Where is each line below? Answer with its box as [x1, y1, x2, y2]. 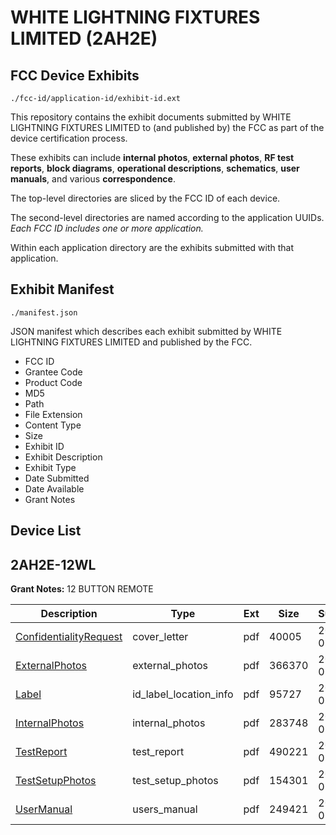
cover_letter [132, 630, 189, 644]
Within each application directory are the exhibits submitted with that [10, 242, 295, 253]
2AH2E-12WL [10, 556, 97, 573]
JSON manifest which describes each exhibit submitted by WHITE [10, 325, 283, 337]
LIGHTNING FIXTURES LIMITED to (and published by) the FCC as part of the [10, 122, 325, 133]
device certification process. [10, 132, 128, 144]
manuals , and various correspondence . [10, 173, 176, 185]
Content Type [24, 419, 82, 431]
